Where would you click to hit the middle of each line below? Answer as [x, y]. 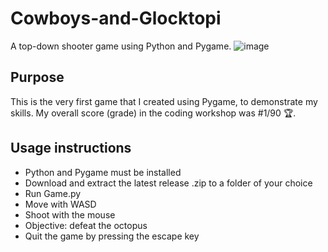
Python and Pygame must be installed [103, 172]
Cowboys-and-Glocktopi [116, 18]
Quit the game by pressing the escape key [112, 236]
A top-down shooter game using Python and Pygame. [121, 46]
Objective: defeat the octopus [86, 225]
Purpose [37, 77]
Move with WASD [60, 204]
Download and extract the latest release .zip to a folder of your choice [168, 183]
